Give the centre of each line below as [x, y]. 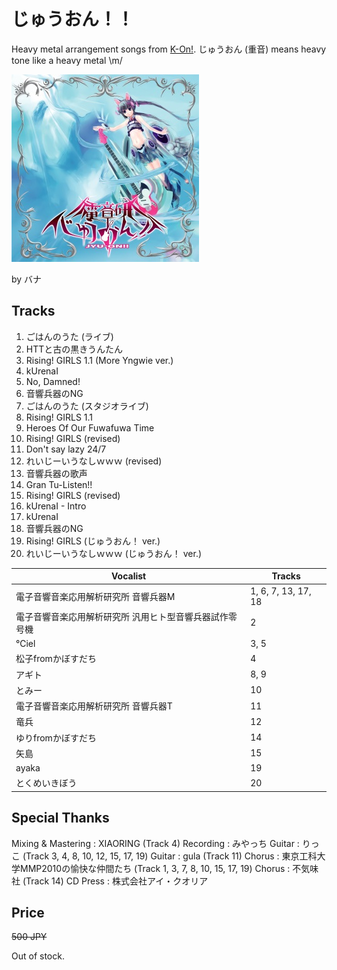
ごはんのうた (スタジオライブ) [87, 406]
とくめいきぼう [46, 783]
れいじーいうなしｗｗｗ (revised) [94, 461]
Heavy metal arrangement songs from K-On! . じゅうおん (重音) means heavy [169, 49]
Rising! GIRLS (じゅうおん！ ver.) [93, 541]
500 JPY [29, 937]
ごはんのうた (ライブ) [69, 336]
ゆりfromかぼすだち [56, 737]
